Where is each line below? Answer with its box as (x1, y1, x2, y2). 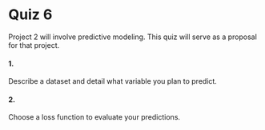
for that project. (8, 40, 60, 49)
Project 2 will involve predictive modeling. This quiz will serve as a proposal (8, 32, 258, 41)
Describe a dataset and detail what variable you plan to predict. (8, 77, 218, 86)
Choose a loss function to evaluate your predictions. (8, 112, 181, 122)
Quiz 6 (8, 6, 53, 24)
